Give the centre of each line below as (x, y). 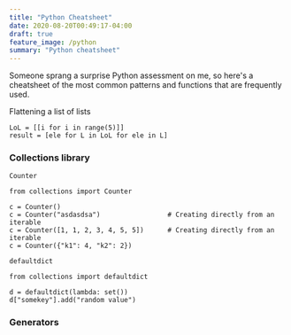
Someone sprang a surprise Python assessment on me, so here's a (131, 75)
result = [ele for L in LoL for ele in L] (88, 136)
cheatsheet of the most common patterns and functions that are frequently (145, 85)
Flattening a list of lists (50, 112)
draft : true (31, 34)
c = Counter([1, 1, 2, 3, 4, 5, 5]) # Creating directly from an (142, 230)
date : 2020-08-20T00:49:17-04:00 (71, 26)
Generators (34, 323)
